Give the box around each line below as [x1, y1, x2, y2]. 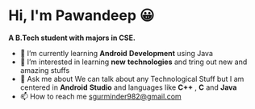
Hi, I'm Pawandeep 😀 [8, 6, 155, 25]
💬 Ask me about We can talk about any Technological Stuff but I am [19, 74, 245, 83]
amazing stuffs [19, 65, 70, 75]
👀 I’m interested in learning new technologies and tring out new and [19, 57, 248, 67]
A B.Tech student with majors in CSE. [8, 33, 136, 42]
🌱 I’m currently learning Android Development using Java [19, 48, 214, 58]
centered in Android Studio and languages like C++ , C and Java [19, 83, 237, 92]
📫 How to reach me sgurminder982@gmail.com [19, 91, 182, 101]
